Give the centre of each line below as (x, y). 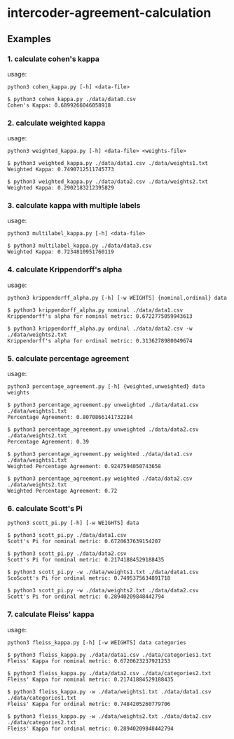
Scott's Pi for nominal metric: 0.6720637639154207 (84, 542)
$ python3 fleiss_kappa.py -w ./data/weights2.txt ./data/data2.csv (109, 716)
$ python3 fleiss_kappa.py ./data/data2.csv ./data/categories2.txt (109, 673)
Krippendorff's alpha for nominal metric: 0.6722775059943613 (100, 316)
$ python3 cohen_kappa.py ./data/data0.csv (72, 99)
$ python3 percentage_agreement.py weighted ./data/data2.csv (100, 479)
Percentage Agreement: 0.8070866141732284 (70, 418)
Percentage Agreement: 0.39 (48, 442)
